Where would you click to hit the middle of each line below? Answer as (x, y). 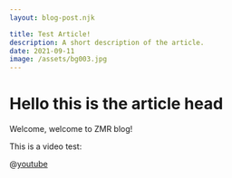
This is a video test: (46, 146)
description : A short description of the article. (107, 42)
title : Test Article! (50, 34)
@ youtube (29, 164)
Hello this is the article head (116, 104)
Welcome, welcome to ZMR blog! (71, 129)
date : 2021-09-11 (42, 51)
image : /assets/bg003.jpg (58, 60)
